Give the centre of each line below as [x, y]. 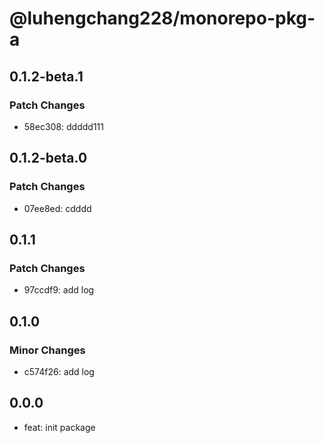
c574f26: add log [59, 371]
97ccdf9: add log [59, 290]
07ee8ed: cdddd [57, 208]
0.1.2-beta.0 [48, 158]
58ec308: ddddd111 [63, 126]
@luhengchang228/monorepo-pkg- [162, 18]
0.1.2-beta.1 [46, 76]
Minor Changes [47, 350]
